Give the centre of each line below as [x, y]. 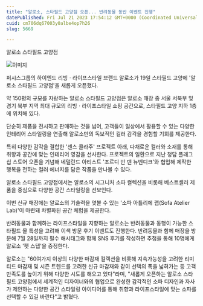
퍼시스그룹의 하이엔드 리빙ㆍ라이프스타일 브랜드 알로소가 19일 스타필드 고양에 [97, 78]
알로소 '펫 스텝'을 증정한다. [38, 246]
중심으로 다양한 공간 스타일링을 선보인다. [65, 190]
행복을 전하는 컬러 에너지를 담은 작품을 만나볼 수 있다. [69, 170]
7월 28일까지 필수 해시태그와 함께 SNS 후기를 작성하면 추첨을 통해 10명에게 [106, 238]
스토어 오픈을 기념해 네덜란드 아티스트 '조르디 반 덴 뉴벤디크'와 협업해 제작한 [102, 162]
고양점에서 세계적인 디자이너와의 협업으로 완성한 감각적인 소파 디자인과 [101, 282]
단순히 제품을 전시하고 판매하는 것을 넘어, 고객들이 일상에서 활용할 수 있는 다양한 [101, 126]
